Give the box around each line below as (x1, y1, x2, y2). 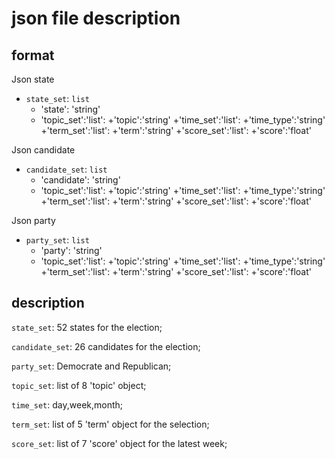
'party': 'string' (40, 245, 103, 256)
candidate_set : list (25, 163, 108, 175)
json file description (11, 7, 181, 30)
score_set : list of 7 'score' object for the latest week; (11, 437, 228, 449)
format (11, 47, 55, 64)
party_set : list (25, 234, 90, 246)
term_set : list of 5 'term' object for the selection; (11, 418, 210, 430)
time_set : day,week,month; (11, 398, 124, 411)
